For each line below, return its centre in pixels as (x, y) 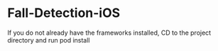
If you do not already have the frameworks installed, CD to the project (109, 33)
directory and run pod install (49, 40)
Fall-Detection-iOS (64, 13)
